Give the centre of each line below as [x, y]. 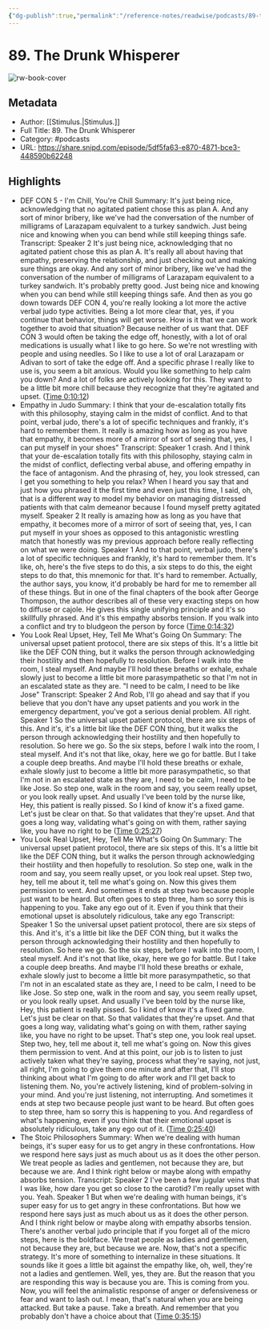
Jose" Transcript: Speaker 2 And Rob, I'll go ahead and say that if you [134, 695]
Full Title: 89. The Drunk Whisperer [78, 131]
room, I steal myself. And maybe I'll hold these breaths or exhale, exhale [139, 669]
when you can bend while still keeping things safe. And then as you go [136, 294]
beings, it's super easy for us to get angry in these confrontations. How [137, 1146]
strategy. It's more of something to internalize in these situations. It [130, 1257]
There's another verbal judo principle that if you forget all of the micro [135, 1231]
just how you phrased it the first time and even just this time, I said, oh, [136, 491]
